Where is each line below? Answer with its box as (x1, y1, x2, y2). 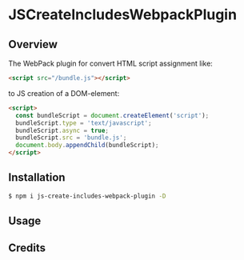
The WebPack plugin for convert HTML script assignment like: (8, 58, 214, 68)
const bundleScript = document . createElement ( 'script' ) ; (15, 111, 210, 119)
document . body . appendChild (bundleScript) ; (15, 142, 159, 150)
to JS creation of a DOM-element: (8, 88, 120, 98)
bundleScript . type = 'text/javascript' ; (15, 118, 152, 127)
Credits (8, 242, 46, 255)
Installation (8, 170, 66, 185)
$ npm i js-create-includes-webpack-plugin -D (8, 192, 166, 200)
